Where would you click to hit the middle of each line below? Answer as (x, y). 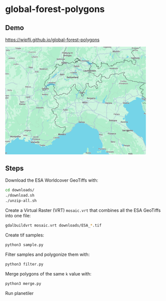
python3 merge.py (23, 283)
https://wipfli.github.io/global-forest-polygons (52, 40)
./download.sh (20, 196)
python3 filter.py (24, 264)
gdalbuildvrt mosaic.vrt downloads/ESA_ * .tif (53, 226)
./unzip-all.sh (21, 201)
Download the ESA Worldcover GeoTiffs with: (52, 180)
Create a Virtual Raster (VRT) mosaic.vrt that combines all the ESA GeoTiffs (83, 210)
